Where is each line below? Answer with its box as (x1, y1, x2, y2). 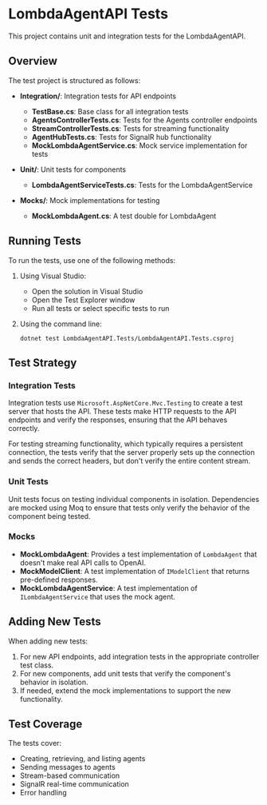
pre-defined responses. (19, 575, 98, 584)
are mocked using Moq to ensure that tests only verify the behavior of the (8, 503, 250, 512)
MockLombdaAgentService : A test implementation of (19, 583, 198, 592)
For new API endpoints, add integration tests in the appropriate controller (19, 652, 260, 661)
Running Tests (8, 234, 81, 248)
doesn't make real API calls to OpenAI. (19, 557, 146, 568)
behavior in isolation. (19, 677, 89, 687)
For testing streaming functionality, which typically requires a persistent (8, 439, 243, 448)
